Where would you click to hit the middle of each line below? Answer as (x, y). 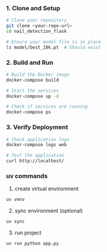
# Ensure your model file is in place (53, 42)
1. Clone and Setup (33, 8)
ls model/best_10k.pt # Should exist (53, 47)
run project (28, 233)
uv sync (16, 221)
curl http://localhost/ (35, 161)
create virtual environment (46, 189)
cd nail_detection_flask (36, 31)
